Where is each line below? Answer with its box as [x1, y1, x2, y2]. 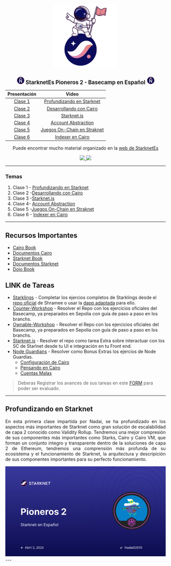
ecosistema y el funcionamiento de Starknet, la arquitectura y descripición [5, 451, 166, 457]
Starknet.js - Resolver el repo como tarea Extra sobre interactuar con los [12, 337, 165, 344]
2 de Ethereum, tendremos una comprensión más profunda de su [5, 445, 166, 451]
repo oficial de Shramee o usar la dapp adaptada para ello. [12, 300, 136, 306]
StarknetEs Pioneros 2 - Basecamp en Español [25, 79, 146, 86]
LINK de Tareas [5, 281, 54, 289]
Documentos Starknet [12, 261, 59, 267]
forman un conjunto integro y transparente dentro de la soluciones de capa [5, 440, 166, 446]
